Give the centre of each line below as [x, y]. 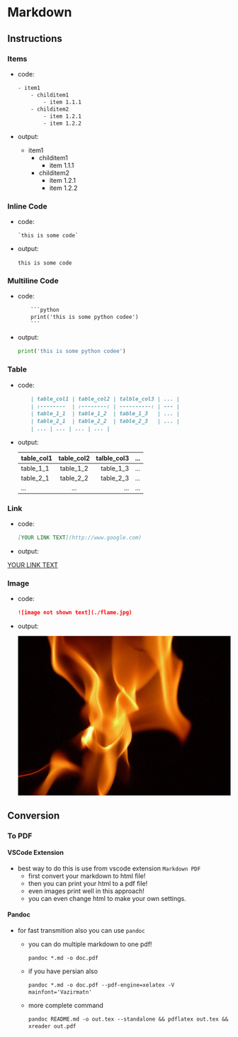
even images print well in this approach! [86, 891]
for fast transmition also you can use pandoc [81, 930]
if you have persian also [63, 971]
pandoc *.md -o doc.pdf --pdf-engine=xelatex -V [101, 985]
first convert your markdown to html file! [87, 875]
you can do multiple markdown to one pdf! [90, 944]
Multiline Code [33, 281]
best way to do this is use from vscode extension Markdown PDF [109, 868]
